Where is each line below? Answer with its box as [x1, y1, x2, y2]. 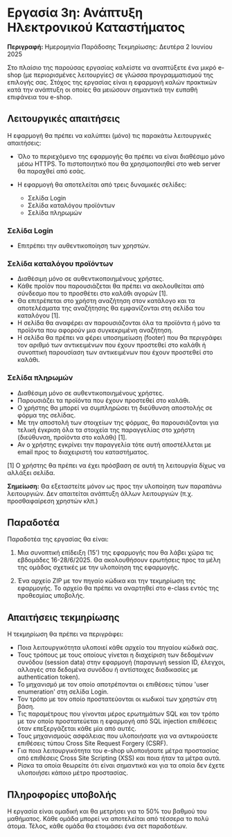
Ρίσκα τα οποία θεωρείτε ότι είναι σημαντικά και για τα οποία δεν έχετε [17, 761, 225, 770]
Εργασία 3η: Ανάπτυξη [7, 5, 143, 21]
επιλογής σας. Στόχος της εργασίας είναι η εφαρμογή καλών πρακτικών [7, 78, 217, 86]
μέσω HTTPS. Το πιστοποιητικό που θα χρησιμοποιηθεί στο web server [17, 159, 221, 168]
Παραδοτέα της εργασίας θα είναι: [7, 535, 109, 544]
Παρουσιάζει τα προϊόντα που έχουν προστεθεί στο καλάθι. [17, 396, 190, 404]
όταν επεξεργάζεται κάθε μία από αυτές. [17, 725, 137, 733]
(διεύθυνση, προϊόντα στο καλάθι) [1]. [17, 433, 127, 441]
